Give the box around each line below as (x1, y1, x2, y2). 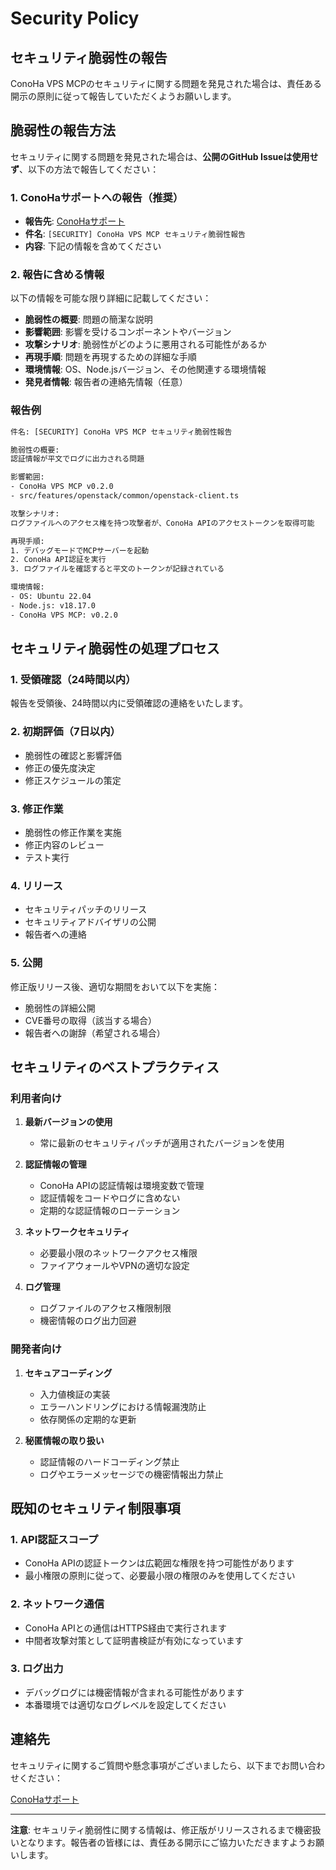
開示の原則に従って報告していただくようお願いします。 (10, 90, 237, 102)
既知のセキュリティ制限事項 (10, 1500, 181, 1517)
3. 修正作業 (10, 802, 64, 816)
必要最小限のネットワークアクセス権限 (39, 1247, 198, 1259)
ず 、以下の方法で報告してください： (10, 163, 160, 175)
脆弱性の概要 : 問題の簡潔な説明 (24, 313, 153, 326)
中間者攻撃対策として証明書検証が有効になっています (24, 1634, 244, 1646)
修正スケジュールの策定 (24, 774, 122, 786)
